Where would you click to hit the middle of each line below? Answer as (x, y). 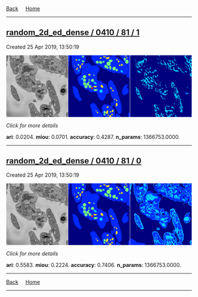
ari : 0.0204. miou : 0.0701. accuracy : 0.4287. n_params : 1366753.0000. (93, 137)
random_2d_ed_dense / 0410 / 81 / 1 (73, 33)
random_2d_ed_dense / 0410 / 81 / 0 (74, 161)
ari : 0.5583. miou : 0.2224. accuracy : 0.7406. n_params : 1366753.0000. (94, 265)
